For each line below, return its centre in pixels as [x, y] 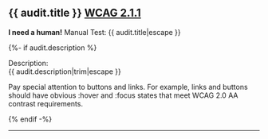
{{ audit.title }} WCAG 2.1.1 [75, 13]
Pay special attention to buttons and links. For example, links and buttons [128, 87]
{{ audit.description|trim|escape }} [65, 71]
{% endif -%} [30, 119]
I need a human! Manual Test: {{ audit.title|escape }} [95, 32]
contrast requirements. [46, 103]
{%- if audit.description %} [53, 48]
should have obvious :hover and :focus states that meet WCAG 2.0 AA [123, 95]
